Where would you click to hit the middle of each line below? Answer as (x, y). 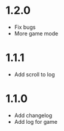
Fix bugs (25, 27)
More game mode (36, 33)
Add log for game (36, 121)
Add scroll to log (34, 74)
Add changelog (33, 115)
